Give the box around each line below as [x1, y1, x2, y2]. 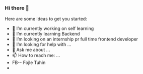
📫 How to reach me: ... [12, 52, 60, 58]
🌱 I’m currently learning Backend [12, 31, 80, 37]
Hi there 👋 [5, 4, 30, 11]
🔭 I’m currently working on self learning [12, 25, 94, 31]
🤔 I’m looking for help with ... [12, 41, 71, 47]
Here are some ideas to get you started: [5, 16, 88, 22]
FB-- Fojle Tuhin [12, 59, 46, 65]
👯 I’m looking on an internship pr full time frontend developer [12, 36, 138, 42]
